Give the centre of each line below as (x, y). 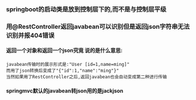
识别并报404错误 (30, 35)
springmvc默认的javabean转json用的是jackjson (65, 91)
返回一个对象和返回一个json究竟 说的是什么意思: (64, 51)
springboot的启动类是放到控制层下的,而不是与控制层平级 (86, 9)
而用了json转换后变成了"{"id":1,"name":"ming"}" (62, 71)
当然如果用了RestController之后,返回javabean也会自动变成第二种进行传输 (87, 77)
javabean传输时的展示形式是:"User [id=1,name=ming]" (68, 65)
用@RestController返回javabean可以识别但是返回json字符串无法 (98, 26)
